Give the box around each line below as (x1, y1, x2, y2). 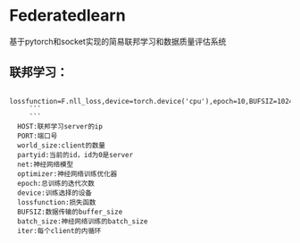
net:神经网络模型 (17, 160, 74, 169)
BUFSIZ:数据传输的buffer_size (17, 207, 123, 216)
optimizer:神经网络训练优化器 (17, 169, 118, 179)
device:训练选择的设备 (17, 189, 92, 197)
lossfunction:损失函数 (17, 197, 96, 206)
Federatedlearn (9, 5, 127, 26)
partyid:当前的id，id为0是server (17, 150, 134, 159)
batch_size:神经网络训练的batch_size (17, 216, 148, 226)
